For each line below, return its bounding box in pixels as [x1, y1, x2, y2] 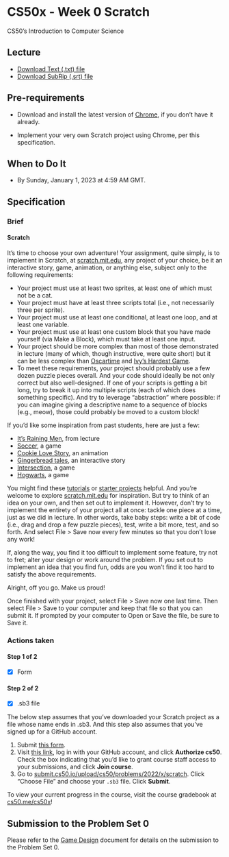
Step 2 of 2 [7, 684, 39, 692]
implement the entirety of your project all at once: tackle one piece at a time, [7, 505, 222, 514]
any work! [7, 535, 36, 543]
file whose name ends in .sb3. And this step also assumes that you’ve [7, 721, 203, 729]
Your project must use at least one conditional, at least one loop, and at [16, 313, 217, 321]
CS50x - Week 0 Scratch [7, 4, 150, 20]
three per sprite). [16, 306, 65, 314]
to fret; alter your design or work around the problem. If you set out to [7, 555, 204, 564]
